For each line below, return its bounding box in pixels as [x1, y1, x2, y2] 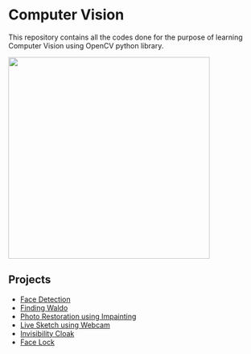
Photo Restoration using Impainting [19, 311, 137, 321]
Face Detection [19, 294, 71, 304]
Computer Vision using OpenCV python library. [8, 40, 164, 50]
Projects [8, 273, 51, 287]
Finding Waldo [19, 302, 68, 312]
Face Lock [19, 337, 55, 347]
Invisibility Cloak [19, 328, 75, 338]
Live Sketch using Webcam [19, 320, 110, 330]
